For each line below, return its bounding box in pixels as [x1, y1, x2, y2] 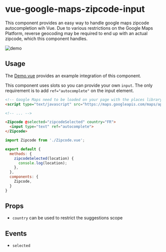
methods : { [9, 151, 32, 156]
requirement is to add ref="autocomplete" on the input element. [5, 88, 134, 94]
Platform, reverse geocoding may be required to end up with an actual [5, 30, 148, 36]
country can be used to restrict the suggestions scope [12, 215, 123, 221]
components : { [9, 174, 39, 179]
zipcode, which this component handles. [5, 36, 88, 42]
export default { [5, 147, 41, 151]
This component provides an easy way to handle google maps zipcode [5, 20, 149, 26]
